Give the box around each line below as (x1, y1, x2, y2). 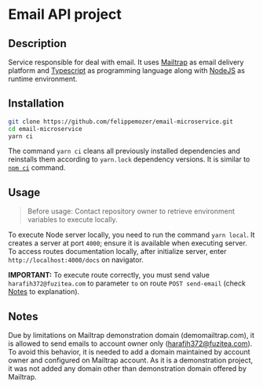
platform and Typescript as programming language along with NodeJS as (8, 66, 246, 75)
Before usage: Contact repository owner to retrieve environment (27, 206, 236, 216)
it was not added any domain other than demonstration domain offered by (8, 364, 247, 373)
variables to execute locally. (27, 215, 118, 224)
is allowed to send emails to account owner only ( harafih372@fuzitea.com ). (8, 339, 253, 348)
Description (8, 37, 67, 50)
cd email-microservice (8, 125, 82, 133)
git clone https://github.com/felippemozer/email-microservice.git (8, 118, 234, 125)
